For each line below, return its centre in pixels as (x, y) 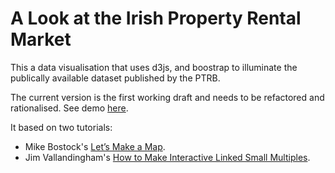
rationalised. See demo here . (69, 108)
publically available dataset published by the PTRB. (115, 78)
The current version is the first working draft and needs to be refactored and (167, 97)
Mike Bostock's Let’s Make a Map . (95, 146)
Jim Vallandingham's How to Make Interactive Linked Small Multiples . (167, 157)
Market (41, 39)
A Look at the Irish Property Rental (156, 18)
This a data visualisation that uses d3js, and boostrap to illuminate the (154, 67)
